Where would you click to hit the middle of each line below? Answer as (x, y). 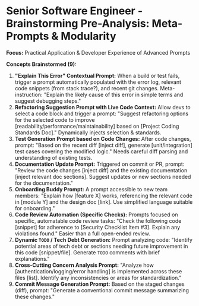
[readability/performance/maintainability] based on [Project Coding (97, 126)
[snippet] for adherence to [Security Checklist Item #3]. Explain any (97, 227)
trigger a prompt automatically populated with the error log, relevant (98, 82)
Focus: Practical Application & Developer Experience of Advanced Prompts (98, 52)
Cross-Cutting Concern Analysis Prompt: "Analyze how (84, 265)
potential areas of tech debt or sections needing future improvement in (101, 246)
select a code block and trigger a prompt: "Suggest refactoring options (102, 113)
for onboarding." (35, 208)
